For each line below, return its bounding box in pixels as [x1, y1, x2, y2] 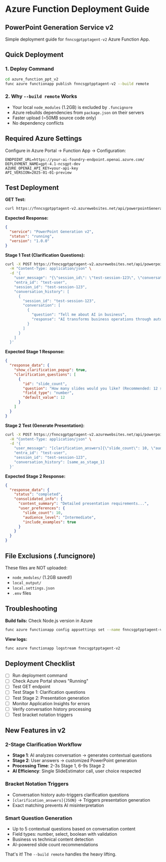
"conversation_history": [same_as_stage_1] [14, 459, 105, 465]
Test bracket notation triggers [12, 712, 73, 718]
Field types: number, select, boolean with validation [12, 831, 118, 837]
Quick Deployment [5, 50, 64, 59]
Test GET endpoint [12, 684, 50, 690]
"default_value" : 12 [23, 395, 65, 400]
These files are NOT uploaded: [5, 565, 68, 571]
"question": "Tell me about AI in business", [31, 312, 127, 317]
